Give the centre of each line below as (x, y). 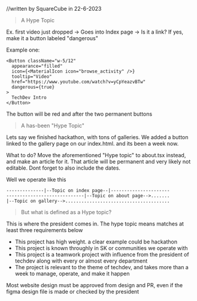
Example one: (23, 50)
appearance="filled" (37, 66)
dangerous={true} (33, 87)
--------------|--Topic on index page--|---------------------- (88, 191)
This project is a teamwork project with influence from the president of (102, 255)
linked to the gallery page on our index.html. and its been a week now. (93, 144)
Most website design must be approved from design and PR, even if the (95, 285)
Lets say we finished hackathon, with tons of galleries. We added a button (97, 137)
